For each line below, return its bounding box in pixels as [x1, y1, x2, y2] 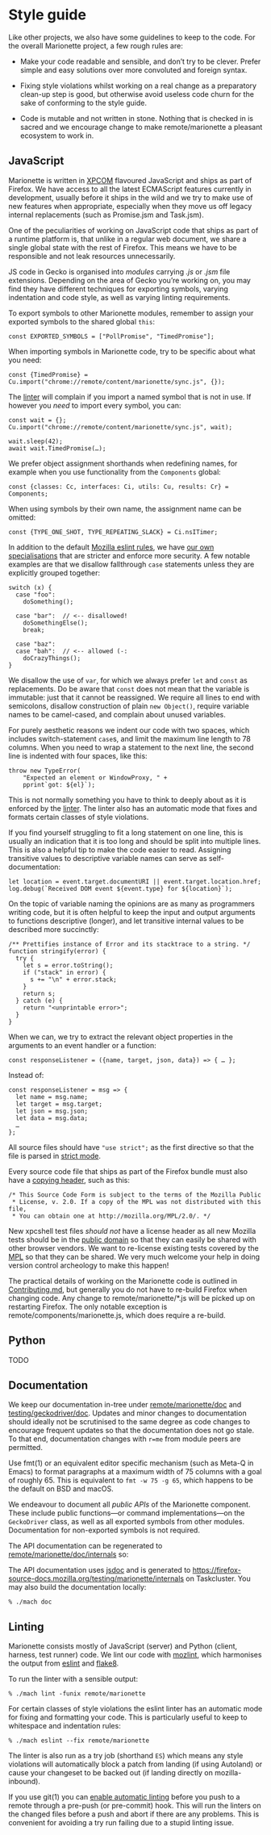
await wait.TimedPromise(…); [8, 444, 106, 453]
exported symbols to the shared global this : [8, 316, 156, 326]
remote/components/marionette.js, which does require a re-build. [8, 1310, 226, 1320]
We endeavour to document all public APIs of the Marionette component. [8, 1499, 251, 1510]
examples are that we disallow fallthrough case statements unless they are [8, 559, 255, 569]
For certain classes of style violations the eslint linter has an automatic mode [8, 1704, 263, 1714]
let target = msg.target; [15, 1100, 103, 1108]
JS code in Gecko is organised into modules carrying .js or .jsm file [8, 266, 231, 276]
